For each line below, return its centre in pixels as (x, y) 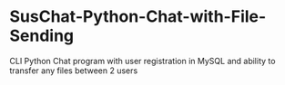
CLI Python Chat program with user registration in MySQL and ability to (142, 61)
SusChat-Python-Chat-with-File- (138, 17)
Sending (42, 36)
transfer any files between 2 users (74, 71)
